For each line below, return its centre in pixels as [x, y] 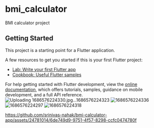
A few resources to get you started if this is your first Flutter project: [74, 60]
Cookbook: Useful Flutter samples [47, 75]
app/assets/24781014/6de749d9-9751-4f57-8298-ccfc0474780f [71, 120]
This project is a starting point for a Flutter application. [60, 50]
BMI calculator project [28, 23]
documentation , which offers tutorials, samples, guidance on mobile [74, 89]
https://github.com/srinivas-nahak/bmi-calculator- [56, 115]
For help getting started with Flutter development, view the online [71, 84]
